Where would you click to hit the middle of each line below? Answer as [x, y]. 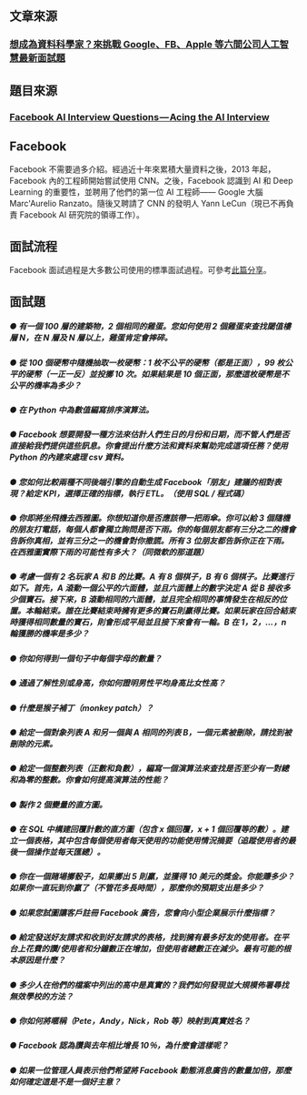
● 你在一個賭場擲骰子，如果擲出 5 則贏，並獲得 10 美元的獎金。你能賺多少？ [152, 877]
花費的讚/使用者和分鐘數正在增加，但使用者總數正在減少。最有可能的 [154, 948]
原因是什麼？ [41, 960]
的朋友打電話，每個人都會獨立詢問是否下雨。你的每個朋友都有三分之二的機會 [153, 530]
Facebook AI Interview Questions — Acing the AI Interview [139, 117]
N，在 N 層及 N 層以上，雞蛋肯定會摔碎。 [96, 338]
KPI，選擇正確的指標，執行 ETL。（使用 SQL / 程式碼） [146, 493]
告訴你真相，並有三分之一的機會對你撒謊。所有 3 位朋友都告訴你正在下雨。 [149, 541]
